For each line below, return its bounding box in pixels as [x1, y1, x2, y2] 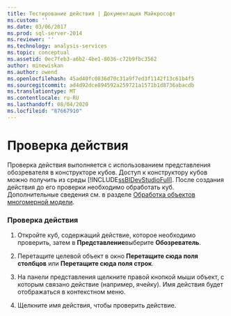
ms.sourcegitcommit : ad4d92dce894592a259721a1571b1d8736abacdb [7, 82, 195, 89]
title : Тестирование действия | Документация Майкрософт [7, 10, 176, 17]
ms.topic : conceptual [7, 50, 70, 57]
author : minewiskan [7, 62, 64, 69]
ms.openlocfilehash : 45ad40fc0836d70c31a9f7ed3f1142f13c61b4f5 [7, 75, 195, 82]
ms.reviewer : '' [7, 36, 54, 43]
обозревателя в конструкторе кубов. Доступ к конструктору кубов [7, 168, 207, 176]
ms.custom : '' [7, 17, 49, 24]
